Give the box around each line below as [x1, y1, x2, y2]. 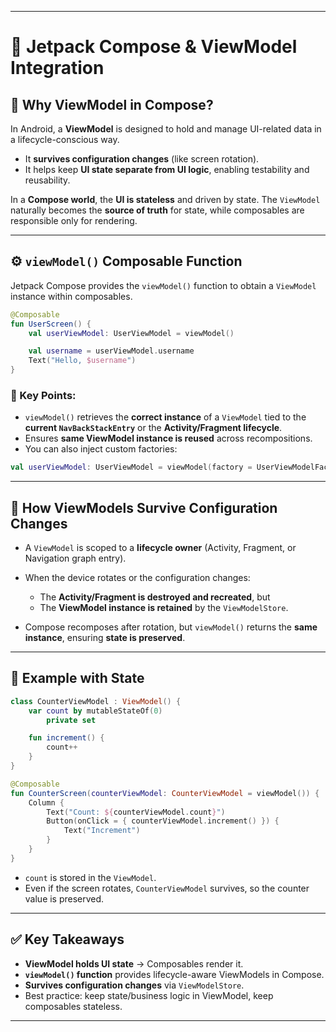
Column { [28, 797, 65, 808]
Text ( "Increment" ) [63, 826, 141, 836]
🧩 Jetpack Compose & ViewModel [10, 36, 298, 58]
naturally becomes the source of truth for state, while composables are [10, 204, 305, 216]
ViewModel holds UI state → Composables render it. [24, 957, 244, 970]
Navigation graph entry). [24, 552, 127, 565]
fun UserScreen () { [10, 319, 92, 329]
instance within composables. [10, 290, 133, 302]
